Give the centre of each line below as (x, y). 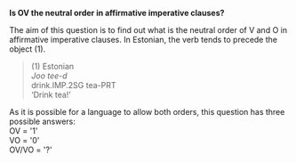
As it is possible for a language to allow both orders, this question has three (147, 112)
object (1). (28, 49)
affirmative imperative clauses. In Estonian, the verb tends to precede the (144, 40)
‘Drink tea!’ (51, 94)
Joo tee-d (49, 76)
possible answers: (42, 121)
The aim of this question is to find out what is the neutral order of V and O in (148, 30)
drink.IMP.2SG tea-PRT (73, 85)
